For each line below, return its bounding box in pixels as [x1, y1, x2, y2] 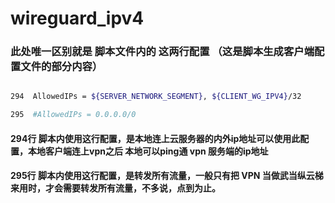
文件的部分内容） [20, 60, 103, 74]
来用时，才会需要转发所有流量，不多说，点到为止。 [10, 182, 221, 194]
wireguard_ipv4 [10, 7, 145, 30]
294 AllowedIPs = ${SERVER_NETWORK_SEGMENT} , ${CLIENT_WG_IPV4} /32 [10, 92, 302, 102]
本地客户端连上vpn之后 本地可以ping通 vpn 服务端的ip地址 [27, 145, 269, 157]
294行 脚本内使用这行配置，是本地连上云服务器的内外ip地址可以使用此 [10, 132, 301, 144]
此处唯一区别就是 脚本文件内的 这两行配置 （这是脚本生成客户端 [10, 45, 315, 59]
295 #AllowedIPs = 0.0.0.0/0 [10, 110, 137, 120]
